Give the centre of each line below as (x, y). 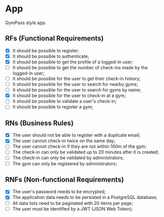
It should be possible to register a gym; (53, 107)
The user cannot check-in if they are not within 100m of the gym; (79, 147)
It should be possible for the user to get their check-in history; (76, 79)
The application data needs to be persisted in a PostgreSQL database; (85, 197)
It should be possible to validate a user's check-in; (64, 101)
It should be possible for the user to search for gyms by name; (77, 90)
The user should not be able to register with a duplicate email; (76, 135)
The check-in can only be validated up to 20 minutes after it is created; (86, 152)
